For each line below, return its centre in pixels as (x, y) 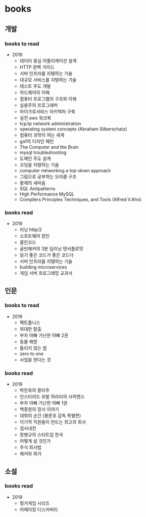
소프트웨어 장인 (35, 236)
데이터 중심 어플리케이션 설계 (48, 60)
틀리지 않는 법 (33, 348)
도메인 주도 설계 (35, 158)
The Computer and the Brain (49, 147)
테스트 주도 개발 (35, 86)
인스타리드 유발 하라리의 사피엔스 (52, 397)
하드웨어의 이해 (35, 92)
